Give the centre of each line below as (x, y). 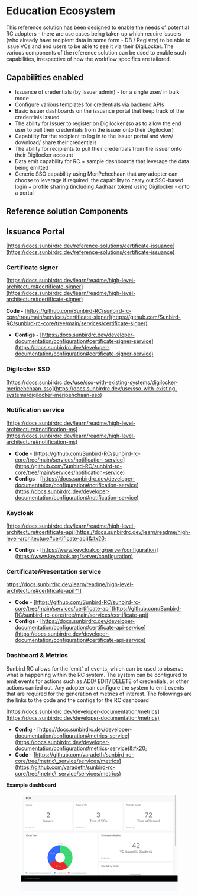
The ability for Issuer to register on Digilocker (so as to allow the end (98, 123)
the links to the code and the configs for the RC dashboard (77, 700)
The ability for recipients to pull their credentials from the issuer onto (98, 148)
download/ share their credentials (56, 142)
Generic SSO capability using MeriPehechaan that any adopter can (96, 174)
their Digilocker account (44, 155)
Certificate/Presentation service (54, 572)
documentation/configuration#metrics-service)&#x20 (80, 748)
